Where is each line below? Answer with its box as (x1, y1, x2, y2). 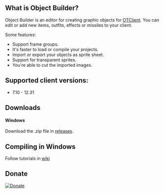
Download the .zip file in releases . (5, 128, 74, 134)
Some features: (5, 31, 36, 37)
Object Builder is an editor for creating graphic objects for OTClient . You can (5, 17, 160, 23)
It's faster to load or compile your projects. (12, 46, 99, 52)
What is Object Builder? (5, 4, 79, 12)
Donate (5, 169, 28, 178)
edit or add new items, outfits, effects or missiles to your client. (5, 22, 133, 28)
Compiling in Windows (5, 142, 76, 151)
